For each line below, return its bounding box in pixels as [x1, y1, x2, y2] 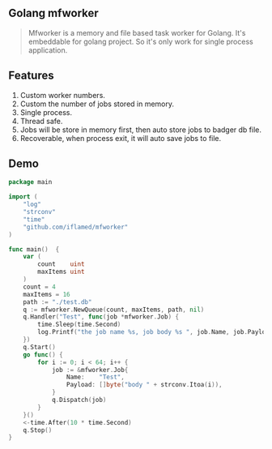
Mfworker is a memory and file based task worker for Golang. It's [28, 28, 246, 37]
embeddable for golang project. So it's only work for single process [28, 36, 253, 46]
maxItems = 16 [23, 290, 70, 298]
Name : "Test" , [66, 373, 125, 382]
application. [28, 45, 68, 55]
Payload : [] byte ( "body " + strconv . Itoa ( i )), [66, 381, 223, 389]
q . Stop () [23, 425, 53, 434]
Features [8, 69, 54, 83]
